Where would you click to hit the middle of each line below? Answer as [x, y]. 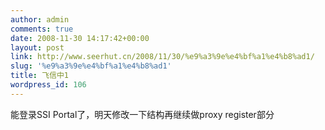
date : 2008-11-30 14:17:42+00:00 [80, 38]
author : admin [40, 19]
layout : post [37, 47]
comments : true [42, 29]
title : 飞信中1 [39, 76]
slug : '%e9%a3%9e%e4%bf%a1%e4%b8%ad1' [91, 66]
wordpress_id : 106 [48, 85]
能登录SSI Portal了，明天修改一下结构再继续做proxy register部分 [142, 114]
